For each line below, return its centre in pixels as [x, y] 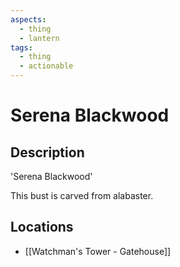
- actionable [46, 66]
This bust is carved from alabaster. [82, 195]
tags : [21, 47]
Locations [42, 227]
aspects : [28, 19]
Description [47, 152]
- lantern [39, 38]
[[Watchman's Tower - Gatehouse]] [98, 251]
